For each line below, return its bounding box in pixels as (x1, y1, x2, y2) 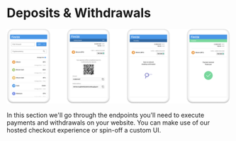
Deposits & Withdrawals (6, 5, 152, 21)
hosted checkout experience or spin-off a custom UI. (6, 126, 162, 135)
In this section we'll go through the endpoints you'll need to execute (6, 111, 205, 120)
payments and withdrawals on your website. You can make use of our (6, 118, 210, 127)
